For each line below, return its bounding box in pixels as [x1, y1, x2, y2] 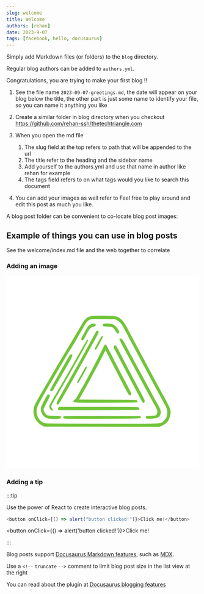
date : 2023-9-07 [6, 29, 48, 35]
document [24, 183, 51, 190]
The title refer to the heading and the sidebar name [24, 156, 153, 164]
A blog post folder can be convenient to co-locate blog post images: [6, 212, 178, 220]
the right [6, 569, 28, 576]
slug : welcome [6, 10, 43, 16]
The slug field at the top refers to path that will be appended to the [24, 143, 192, 151]
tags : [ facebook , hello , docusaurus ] [6, 35, 103, 42]
